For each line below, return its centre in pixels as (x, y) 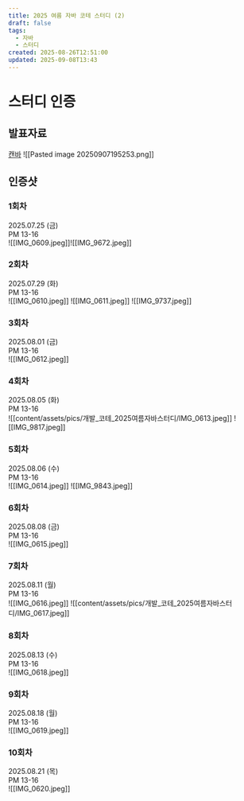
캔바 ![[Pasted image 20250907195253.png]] (81, 154)
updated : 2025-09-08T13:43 (53, 60)
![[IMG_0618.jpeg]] (39, 672)
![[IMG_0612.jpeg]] (39, 360)
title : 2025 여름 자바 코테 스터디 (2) (67, 16)
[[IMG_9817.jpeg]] (37, 427)
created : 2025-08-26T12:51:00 (58, 52)
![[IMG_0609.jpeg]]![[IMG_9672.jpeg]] (70, 243)
